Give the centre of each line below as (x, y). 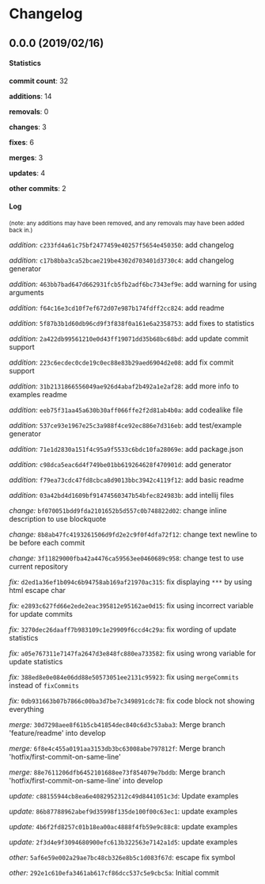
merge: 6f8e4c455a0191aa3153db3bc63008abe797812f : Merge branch (117, 748)
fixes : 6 (22, 142)
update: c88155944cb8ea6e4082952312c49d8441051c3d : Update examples (124, 796)
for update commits (41, 614)
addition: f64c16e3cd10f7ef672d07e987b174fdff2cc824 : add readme (117, 308)
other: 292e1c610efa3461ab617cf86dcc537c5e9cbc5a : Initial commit (114, 872)
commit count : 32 (39, 81)
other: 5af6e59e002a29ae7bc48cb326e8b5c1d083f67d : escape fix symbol (122, 857)
